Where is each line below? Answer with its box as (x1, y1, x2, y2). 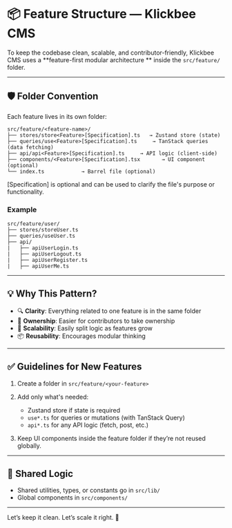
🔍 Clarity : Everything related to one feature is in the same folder (17, 306, 202, 315)
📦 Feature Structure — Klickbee (7, 6, 197, 22)
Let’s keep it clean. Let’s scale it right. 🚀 (7, 513, 119, 522)
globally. (17, 441, 41, 450)
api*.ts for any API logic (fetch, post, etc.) (27, 420, 149, 429)
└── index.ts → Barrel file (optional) (7, 168, 156, 175)
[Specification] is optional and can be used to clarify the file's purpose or (7, 180, 215, 188)
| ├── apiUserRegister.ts (7, 257, 88, 264)
